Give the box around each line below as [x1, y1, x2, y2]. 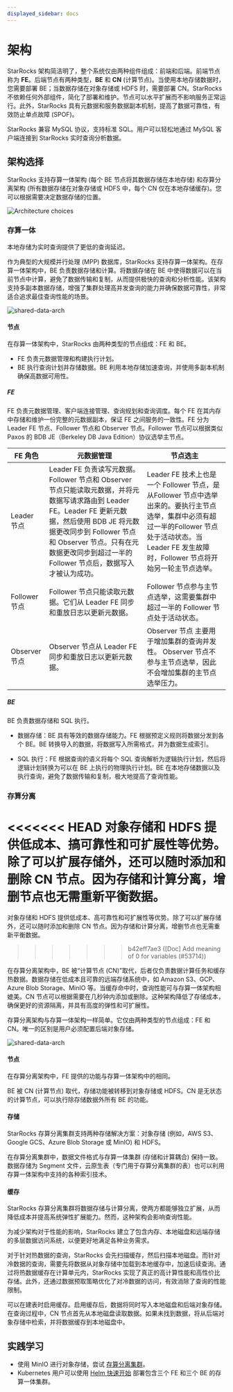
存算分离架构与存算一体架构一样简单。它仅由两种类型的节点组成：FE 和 [7, 1016, 211, 1024]
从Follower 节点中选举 [146, 490, 218, 500]
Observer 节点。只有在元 [58, 537, 139, 547]
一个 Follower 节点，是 [146, 480, 221, 489]
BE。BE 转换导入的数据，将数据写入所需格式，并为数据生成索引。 [25, 740, 213, 748]
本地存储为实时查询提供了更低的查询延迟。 [7, 243, 129, 251]
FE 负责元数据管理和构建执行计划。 [17, 354, 118, 362]
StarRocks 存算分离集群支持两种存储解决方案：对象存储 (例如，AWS [7, 1129, 202, 1138]
